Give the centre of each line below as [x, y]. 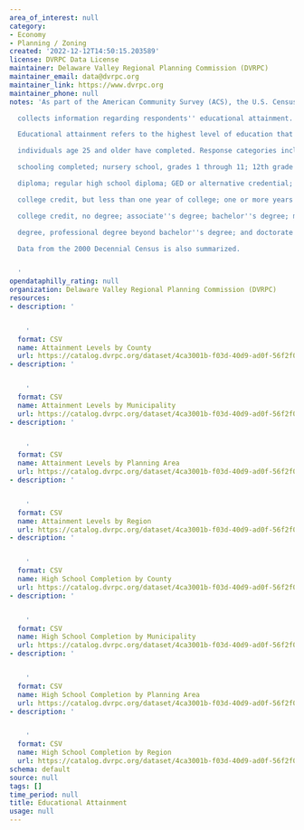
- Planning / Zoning [48, 43]
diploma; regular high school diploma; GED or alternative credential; [156, 184]
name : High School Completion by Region [95, 753]
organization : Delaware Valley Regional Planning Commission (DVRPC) [143, 290]
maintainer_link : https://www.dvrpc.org [87, 85]
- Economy [28, 34]
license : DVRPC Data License [64, 60]
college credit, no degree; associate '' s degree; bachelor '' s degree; [153, 216]
